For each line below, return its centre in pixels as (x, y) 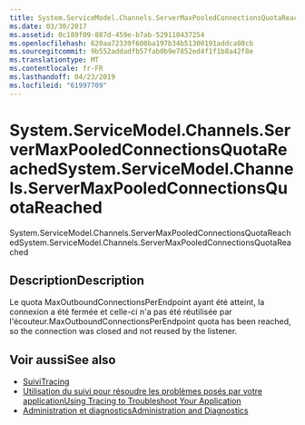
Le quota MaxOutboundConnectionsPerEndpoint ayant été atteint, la (137, 302)
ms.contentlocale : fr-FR (56, 69)
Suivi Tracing (46, 381)
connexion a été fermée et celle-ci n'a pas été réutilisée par (121, 312)
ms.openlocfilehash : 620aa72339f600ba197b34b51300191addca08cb (132, 43)
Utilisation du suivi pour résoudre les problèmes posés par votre (143, 391)
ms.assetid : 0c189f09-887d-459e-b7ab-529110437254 (107, 35)
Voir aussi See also (63, 360)
